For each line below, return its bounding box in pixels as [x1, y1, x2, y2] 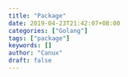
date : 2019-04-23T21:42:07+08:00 [8, 19, 121, 27]
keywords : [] [8, 42, 52, 50]
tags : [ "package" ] [8, 34, 70, 43]
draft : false [8, 57, 52, 65]
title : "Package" [8, 11, 67, 20]
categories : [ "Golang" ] [8, 26, 89, 34]
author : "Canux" [8, 49, 63, 57]
